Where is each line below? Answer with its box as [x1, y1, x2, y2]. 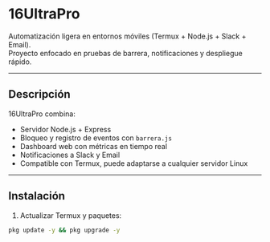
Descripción [8, 87, 71, 101]
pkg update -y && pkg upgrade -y [8, 226, 121, 234]
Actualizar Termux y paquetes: [19, 210, 122, 220]
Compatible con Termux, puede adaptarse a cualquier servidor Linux [19, 158, 248, 168]
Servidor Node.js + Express [19, 124, 112, 134]
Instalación [8, 189, 66, 203]
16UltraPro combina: [8, 109, 76, 119]
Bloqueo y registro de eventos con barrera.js [19, 133, 173, 143]
